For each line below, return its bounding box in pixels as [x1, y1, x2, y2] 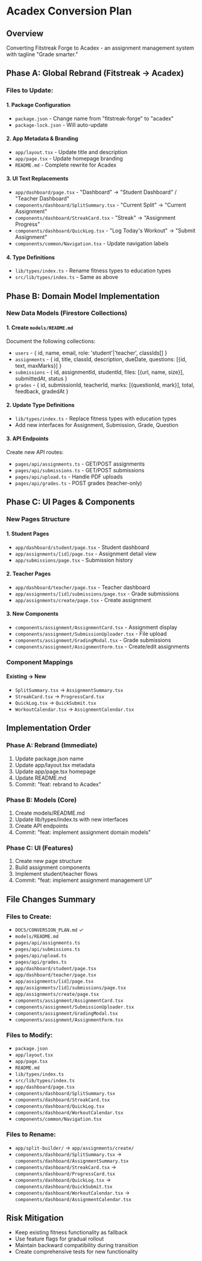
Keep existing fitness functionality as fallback [14, 1229, 128, 1236]
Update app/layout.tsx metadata [14, 761, 95, 768]
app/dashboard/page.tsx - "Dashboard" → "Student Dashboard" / [14, 188, 177, 196]
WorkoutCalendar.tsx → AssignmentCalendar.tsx [14, 705, 134, 713]
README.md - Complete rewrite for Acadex [14, 161, 116, 168]
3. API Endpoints [6, 435, 49, 442]
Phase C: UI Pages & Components [6, 497, 135, 507]
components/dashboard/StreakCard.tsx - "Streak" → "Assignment [14, 214, 176, 221]
